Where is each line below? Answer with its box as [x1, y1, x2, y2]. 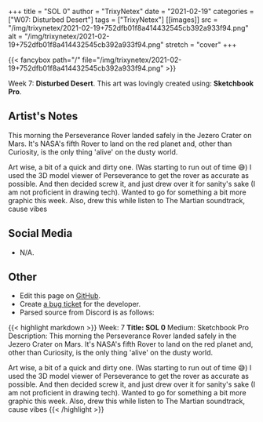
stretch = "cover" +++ [165, 40, 237, 49]
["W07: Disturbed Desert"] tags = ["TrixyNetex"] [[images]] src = [8, 15, 218, 24]
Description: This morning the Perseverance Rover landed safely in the [8, 331, 237, 340]
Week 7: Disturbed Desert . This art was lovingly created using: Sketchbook [8, 78, 254, 88]
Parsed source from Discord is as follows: [19, 307, 155, 317]
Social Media [8, 227, 73, 240]
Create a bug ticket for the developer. [19, 300, 141, 309]
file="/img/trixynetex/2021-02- [82, 55, 182, 64]
